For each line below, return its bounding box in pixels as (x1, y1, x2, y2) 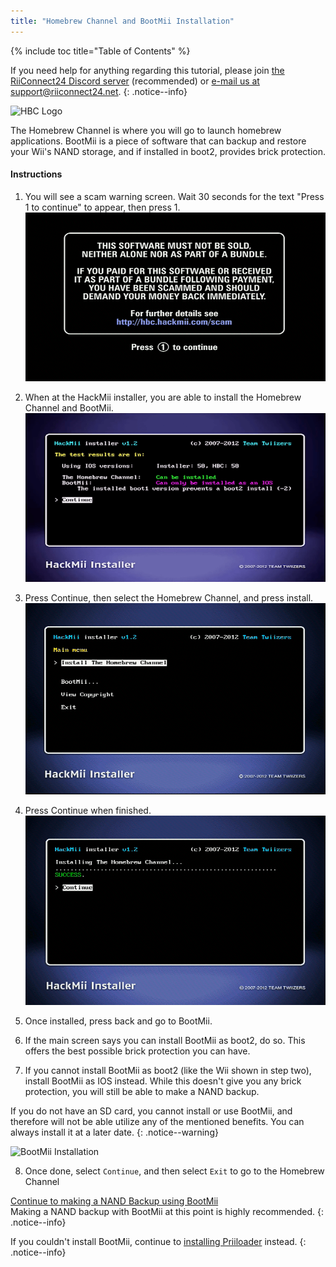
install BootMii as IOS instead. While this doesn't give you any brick (24, 1075, 302, 1087)
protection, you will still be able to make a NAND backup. (24, 1086, 260, 1098)
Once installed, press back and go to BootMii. (24, 1015, 213, 1027)
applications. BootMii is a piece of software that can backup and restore (10, 135, 307, 147)
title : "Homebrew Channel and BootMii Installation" (10, 16, 235, 26)
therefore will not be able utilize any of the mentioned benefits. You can (10, 1116, 305, 1128)
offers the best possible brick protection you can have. (24, 1045, 251, 1057)
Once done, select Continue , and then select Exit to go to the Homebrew (24, 1165, 325, 1177)
